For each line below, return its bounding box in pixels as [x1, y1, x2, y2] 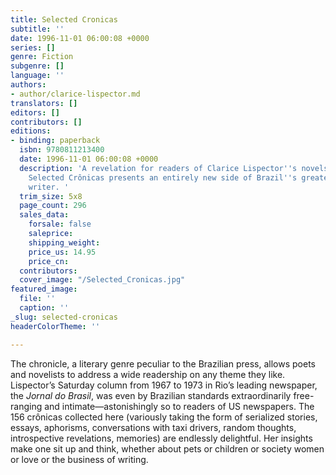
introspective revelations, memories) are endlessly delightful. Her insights [10, 432, 313, 444]
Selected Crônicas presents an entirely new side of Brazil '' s [28, 172, 298, 183]
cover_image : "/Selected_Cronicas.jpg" [19, 275, 186, 285]
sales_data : [19, 210, 70, 220]
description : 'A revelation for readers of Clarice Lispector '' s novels [19, 163, 329, 173]
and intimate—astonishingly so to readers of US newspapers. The [44, 400, 315, 412]
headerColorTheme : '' [10, 321, 101, 331]
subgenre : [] [10, 61, 65, 71]
